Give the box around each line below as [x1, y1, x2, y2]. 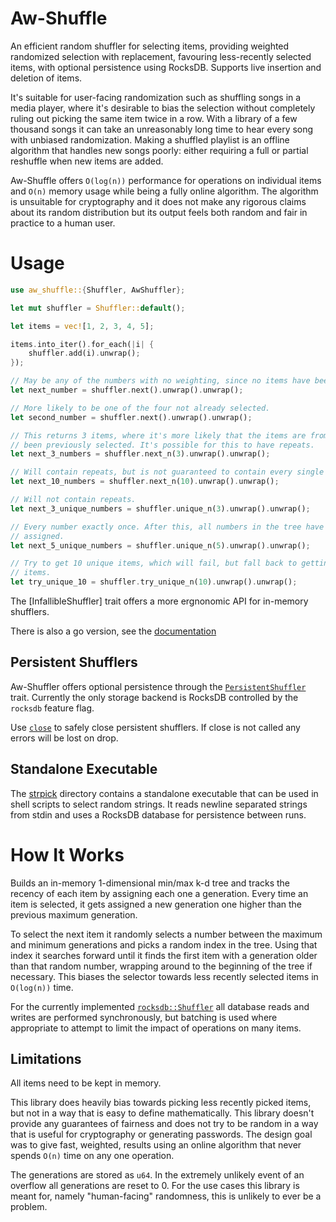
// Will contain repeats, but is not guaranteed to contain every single [10, 467, 325, 477]
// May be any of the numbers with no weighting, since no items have [10, 376, 311, 386]
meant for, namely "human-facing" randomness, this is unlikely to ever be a [10, 1190, 322, 1202]
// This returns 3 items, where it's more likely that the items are [10, 430, 307, 441]
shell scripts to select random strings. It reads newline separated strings [10, 798, 308, 810]
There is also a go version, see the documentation [10, 625, 217, 637]
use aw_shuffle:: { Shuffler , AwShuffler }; [10, 285, 186, 295]
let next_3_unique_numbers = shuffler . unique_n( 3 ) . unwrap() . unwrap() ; [10, 503, 311, 514]
